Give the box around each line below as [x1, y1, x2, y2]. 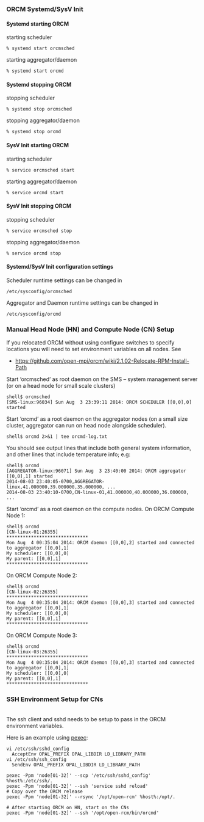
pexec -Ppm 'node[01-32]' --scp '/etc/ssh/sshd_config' [6, 772, 151, 779]
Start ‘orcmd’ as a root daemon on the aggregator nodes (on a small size [6, 415, 188, 423]
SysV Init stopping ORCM [6, 202, 72, 209]
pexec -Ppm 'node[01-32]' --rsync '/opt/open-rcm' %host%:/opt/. [6, 793, 175, 800]
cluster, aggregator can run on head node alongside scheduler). [6, 422, 167, 429]
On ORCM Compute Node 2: [6, 572, 77, 579]
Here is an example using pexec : [6, 733, 88, 741]
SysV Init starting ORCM [6, 141, 69, 148]
